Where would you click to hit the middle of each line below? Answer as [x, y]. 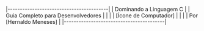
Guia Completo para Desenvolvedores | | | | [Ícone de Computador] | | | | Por [102, 15]
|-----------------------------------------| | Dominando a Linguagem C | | [98, 9]
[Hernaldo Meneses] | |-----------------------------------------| [86, 22]
